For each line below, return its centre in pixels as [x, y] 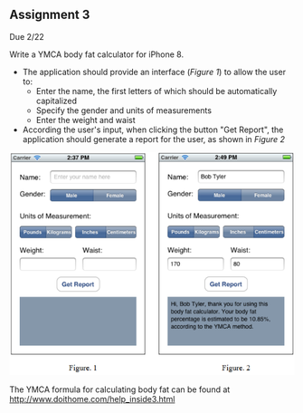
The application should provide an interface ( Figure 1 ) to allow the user [154, 72]
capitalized [57, 101]
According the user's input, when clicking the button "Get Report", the [153, 130]
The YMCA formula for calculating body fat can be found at [120, 389]
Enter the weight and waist [85, 120]
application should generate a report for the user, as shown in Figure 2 [154, 139]
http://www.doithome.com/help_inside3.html [92, 399]
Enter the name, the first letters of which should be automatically [156, 91]
